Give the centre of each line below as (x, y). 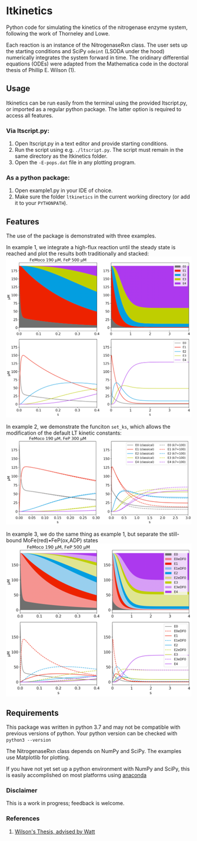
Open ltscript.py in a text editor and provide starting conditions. (91, 144)
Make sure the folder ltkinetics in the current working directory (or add (102, 197)
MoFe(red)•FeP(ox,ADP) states (61, 540)
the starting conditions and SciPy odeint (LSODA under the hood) (85, 51)
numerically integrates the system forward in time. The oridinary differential (98, 57)
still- (174, 534)
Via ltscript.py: (28, 131)
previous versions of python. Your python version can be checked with (92, 734)
